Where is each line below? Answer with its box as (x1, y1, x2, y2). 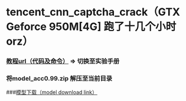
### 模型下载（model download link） (6, 89, 97, 96)
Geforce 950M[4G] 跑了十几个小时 (6, 20, 177, 33)
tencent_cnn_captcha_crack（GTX (6, 5, 181, 19)
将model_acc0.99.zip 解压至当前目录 (6, 75, 113, 83)
